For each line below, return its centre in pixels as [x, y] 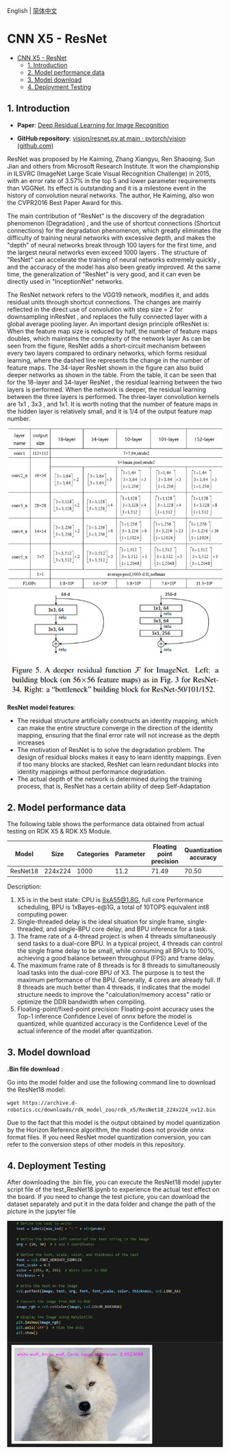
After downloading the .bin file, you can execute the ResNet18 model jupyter [114, 1183]
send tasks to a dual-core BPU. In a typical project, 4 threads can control [119, 943]
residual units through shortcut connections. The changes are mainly [104, 302]
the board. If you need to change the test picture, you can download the [108, 1197]
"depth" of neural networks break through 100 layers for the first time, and [112, 245]
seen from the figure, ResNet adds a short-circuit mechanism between [107, 346]
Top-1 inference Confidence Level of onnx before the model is [104, 1016]
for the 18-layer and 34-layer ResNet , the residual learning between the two [115, 382]
